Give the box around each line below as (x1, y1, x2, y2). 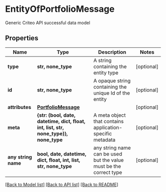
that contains (93, 118, 124, 125)
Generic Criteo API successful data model (5, 20, 90, 26)
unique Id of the (93, 90, 130, 96)
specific (93, 130, 112, 137)
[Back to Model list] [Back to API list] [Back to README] (5, 181, 119, 188)
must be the (93, 162, 121, 169)
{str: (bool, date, (37, 112, 76, 119)
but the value (93, 157, 124, 163)
